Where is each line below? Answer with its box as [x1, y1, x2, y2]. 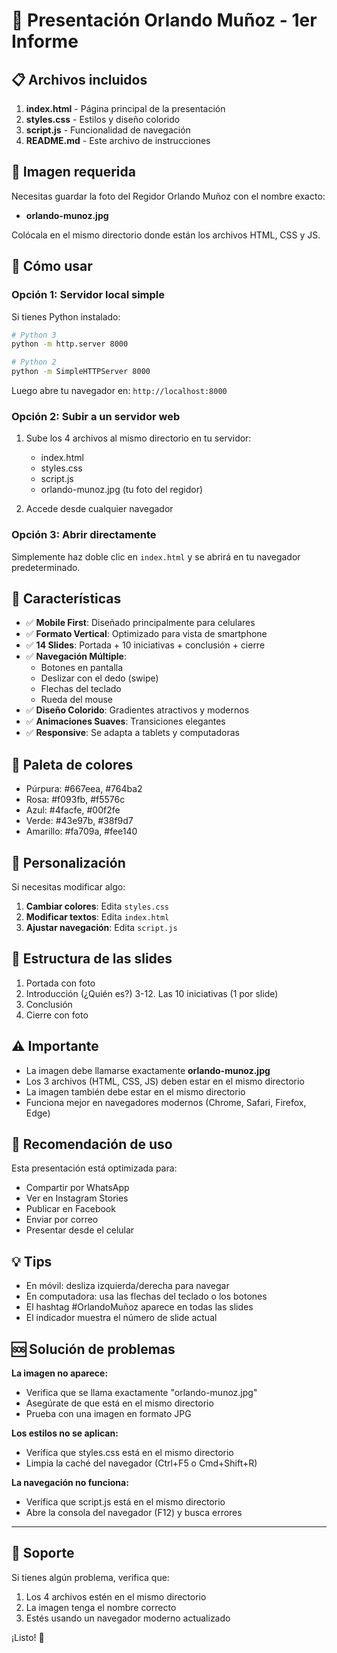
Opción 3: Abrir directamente [11, 528, 157, 542]
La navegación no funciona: [11, 1477, 129, 1489]
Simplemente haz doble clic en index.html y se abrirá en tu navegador [11, 550, 301, 563]
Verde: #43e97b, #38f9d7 [25, 815, 134, 827]
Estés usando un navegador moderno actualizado [25, 1612, 231, 1624]
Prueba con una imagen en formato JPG [25, 1408, 192, 1420]
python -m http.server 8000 [11, 339, 129, 349]
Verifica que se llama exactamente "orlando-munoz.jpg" [25, 1387, 258, 1399]
